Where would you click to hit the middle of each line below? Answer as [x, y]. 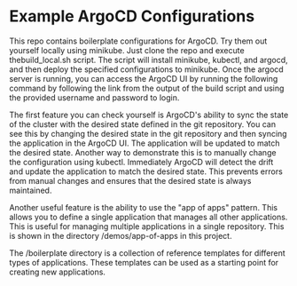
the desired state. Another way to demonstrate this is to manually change [143, 152]
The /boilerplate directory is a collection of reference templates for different [147, 253]
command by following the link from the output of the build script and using [147, 88]
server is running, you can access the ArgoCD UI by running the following [144, 78]
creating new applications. [58, 272]
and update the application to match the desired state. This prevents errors [146, 171]
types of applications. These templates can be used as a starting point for [144, 262]
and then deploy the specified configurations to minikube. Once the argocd [146, 69]
